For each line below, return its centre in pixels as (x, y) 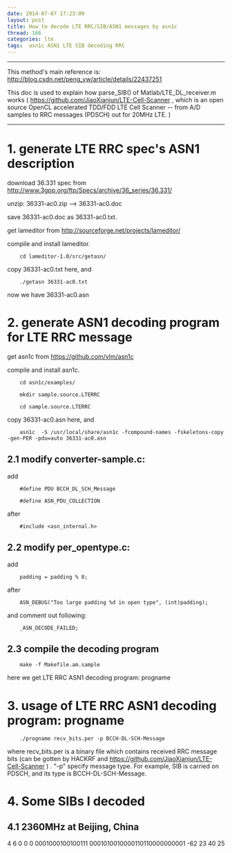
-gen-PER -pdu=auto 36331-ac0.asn (57, 438)
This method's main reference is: (54, 72)
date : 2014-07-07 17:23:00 (46, 13)
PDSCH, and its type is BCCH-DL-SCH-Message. (77, 774)
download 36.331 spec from (47, 182)
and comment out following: (47, 615)
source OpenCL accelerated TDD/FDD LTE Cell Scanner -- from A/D (104, 107)
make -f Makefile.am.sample (60, 665)
